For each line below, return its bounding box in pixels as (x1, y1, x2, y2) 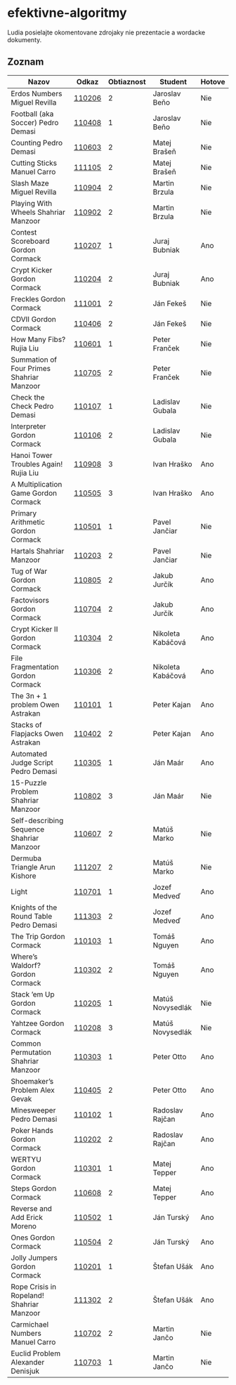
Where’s (11, 952, 38, 961)
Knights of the (11, 902, 58, 912)
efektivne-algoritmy (7, 5, 127, 21)
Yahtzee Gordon (11, 1018, 65, 1028)
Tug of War (11, 566, 48, 576)
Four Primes (11, 363, 51, 373)
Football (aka (11, 109, 54, 119)
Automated (11, 749, 48, 759)
